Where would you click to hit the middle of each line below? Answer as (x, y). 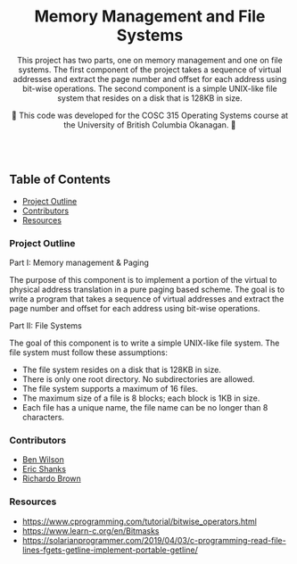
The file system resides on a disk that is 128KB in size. (121, 370)
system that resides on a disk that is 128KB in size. (150, 98)
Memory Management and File (150, 17)
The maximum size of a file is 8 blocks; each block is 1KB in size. (141, 398)
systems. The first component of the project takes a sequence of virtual (150, 70)
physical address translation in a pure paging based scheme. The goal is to (147, 290)
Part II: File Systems (45, 326)
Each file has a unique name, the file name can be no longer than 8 (145, 408)
